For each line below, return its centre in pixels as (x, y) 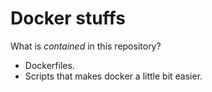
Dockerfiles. (49, 65)
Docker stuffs (68, 18)
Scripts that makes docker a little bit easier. (113, 76)
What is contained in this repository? (86, 46)
